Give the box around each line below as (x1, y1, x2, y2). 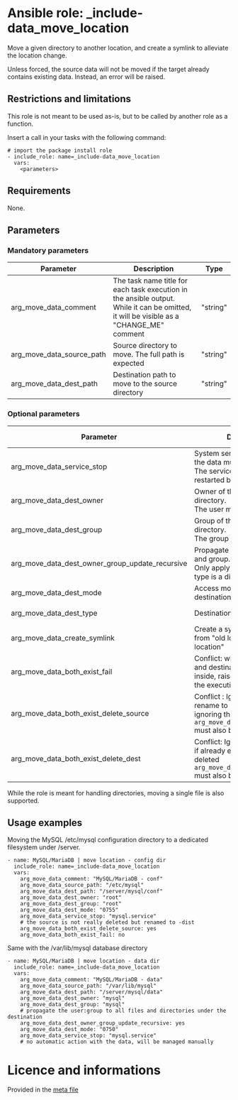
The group (194, 533, 229, 543)
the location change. (7, 51, 67, 60)
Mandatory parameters (7, 245, 89, 255)
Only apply (194, 562, 230, 572)
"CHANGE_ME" (113, 320, 164, 330)
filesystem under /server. (7, 843, 81, 851)
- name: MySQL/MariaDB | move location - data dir (7, 957, 160, 965)
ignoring (194, 709, 222, 719)
